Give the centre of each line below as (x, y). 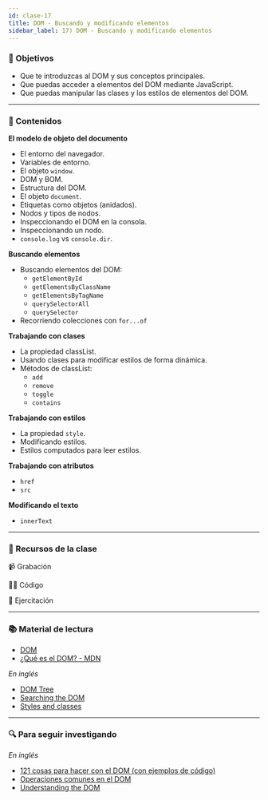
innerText (36, 521)
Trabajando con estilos (47, 418)
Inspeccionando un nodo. (62, 230)
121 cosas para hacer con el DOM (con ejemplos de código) (118, 770)
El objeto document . (51, 196)
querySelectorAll (61, 304)
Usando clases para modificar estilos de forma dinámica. (113, 359)
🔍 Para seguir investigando (63, 735)
